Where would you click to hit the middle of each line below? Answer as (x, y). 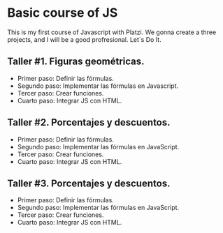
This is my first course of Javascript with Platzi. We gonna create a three (112, 32)
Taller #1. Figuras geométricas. (76, 62)
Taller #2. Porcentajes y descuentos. (89, 122)
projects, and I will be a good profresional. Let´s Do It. (85, 39)
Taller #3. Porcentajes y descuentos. (89, 183)
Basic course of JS (63, 13)
